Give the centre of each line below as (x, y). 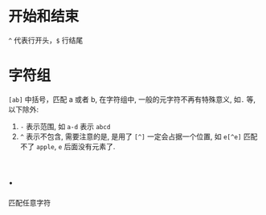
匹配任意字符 (29, 202)
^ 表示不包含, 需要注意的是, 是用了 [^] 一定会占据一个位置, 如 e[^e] (131, 136)
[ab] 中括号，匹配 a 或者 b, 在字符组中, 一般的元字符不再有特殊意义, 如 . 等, (132, 99)
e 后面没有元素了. (87, 146)
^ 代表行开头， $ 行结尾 (46, 40)
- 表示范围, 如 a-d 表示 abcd (65, 126)
